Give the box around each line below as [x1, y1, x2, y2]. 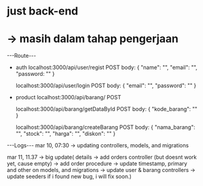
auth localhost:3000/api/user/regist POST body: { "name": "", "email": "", [15, 64, 198, 71]
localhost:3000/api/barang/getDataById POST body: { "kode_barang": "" [15, 105, 198, 113]
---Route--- [7, 52, 36, 59]
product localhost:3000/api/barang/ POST [15, 94, 122, 101]
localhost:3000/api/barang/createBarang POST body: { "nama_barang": [15, 124, 196, 131]
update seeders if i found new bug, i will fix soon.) [7, 173, 132, 180]
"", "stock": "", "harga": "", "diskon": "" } [15, 130, 116, 138]
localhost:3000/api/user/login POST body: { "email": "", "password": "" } [15, 82, 196, 89]
